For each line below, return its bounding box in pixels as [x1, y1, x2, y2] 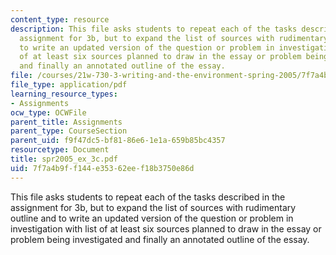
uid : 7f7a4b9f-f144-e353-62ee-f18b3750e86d [10, 163, 195, 173]
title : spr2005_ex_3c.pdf [10, 154, 118, 164]
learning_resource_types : [10, 89, 118, 99]
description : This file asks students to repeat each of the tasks [10, 24, 298, 34]
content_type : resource [10, 14, 110, 25]
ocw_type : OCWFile [10, 107, 87, 118]
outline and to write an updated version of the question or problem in [10, 212, 294, 224]
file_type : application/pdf [10, 80, 128, 90]
